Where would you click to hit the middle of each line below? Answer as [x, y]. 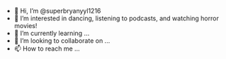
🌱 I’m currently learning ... [52, 33]
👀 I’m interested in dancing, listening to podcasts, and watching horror [117, 18]
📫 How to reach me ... [47, 48]
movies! [26, 26]
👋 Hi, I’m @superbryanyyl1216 [57, 11]
